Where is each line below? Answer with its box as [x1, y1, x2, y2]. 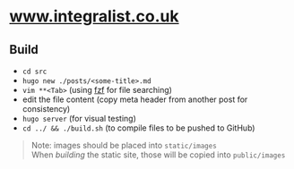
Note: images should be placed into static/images [30, 140, 217, 150]
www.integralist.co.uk [9, 6, 179, 27]
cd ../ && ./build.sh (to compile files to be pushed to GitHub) [22, 123, 255, 133]
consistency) [22, 104, 71, 114]
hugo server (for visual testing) [22, 114, 137, 123]
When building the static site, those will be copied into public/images [30, 149, 286, 160]
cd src [22, 67, 48, 76]
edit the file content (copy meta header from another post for [22, 94, 248, 105]
